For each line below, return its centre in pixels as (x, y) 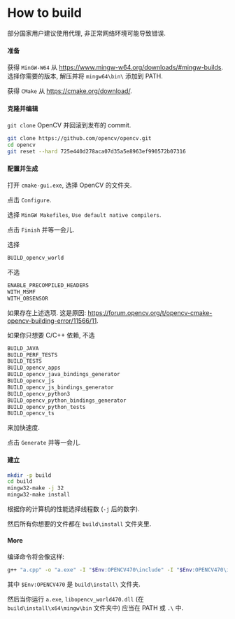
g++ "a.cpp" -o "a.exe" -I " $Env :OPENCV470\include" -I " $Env (100, 570)
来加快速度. (24, 428)
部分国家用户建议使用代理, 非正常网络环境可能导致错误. (87, 33)
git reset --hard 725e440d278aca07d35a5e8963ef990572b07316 (97, 152)
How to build (44, 13)
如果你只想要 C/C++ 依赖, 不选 (51, 335)
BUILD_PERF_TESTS (33, 355)
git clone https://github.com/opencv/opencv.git (79, 139)
